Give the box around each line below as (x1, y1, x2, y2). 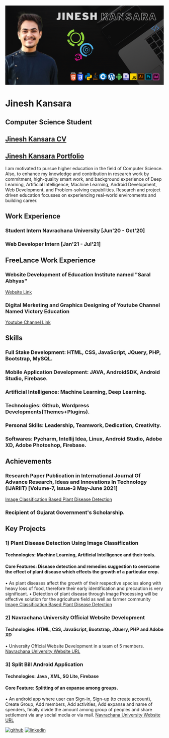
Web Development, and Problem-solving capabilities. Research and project (5, 187, 161, 193)
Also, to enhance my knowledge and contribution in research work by (5, 171, 149, 177)
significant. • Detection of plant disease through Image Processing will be (5, 591, 158, 597)
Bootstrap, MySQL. (5, 355, 53, 362)
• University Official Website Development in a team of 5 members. (5, 643, 144, 649)
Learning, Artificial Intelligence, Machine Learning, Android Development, (5, 181, 157, 187)
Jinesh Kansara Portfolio (5, 152, 84, 161)
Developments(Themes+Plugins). (5, 408, 90, 415)
